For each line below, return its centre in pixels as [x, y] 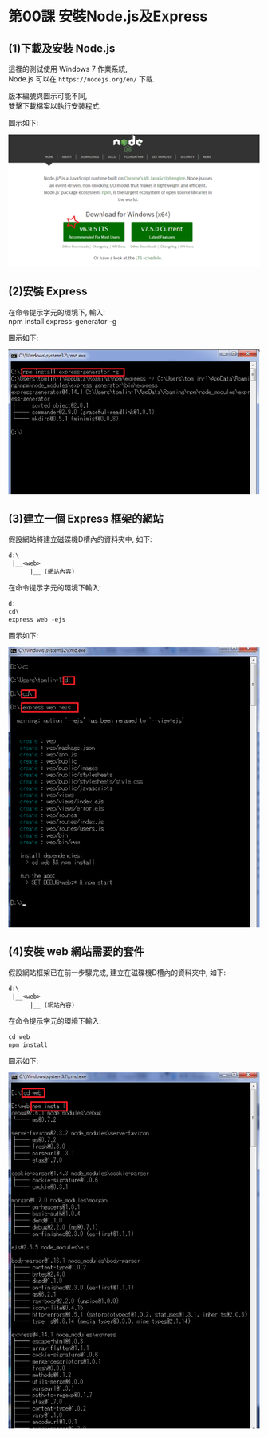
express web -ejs [37, 619]
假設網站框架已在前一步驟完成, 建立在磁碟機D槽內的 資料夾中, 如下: [117, 972]
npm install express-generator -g [63, 321]
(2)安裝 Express [48, 292]
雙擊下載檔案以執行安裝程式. [55, 106]
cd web [19, 1037]
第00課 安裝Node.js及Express [108, 16]
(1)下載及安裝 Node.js [62, 48]
